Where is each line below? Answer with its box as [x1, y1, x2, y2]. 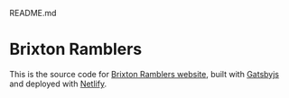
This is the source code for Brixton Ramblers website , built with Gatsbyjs [9, 68, 280, 79]
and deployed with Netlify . [9, 78, 107, 89]
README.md [9, 8, 57, 18]
